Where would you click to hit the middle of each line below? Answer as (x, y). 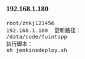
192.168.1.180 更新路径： (44, 30)
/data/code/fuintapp (37, 37)
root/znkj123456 (30, 23)
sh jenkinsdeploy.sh (37, 50)
